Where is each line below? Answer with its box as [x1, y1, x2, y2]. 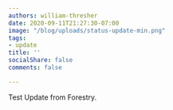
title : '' [8, 49, 41, 57]
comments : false [8, 64, 62, 72]
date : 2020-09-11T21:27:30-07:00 [8, 19, 120, 27]
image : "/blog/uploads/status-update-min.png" [8, 26, 166, 34]
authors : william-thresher [8, 11, 98, 20]
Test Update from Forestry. [8, 92, 97, 102]
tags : [8, 33, 26, 42]
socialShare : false [8, 57, 73, 65]
